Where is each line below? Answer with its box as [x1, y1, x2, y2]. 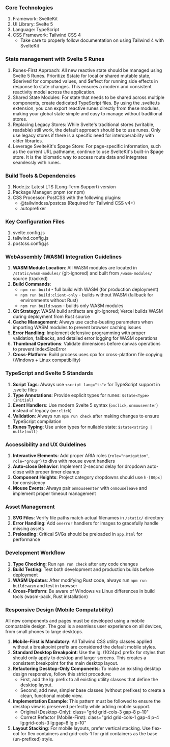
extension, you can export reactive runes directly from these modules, [12, 105, 160, 111]
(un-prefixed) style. [12, 736, 54, 742]
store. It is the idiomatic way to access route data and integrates [12, 154, 148, 160]
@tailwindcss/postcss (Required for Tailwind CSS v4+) [20, 200, 135, 206]
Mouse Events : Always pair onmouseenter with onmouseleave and [12, 485, 147, 491]
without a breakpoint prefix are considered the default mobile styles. [12, 643, 157, 650]
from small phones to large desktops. [5, 628, 83, 634]
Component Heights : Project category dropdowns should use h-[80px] [12, 474, 163, 481]
